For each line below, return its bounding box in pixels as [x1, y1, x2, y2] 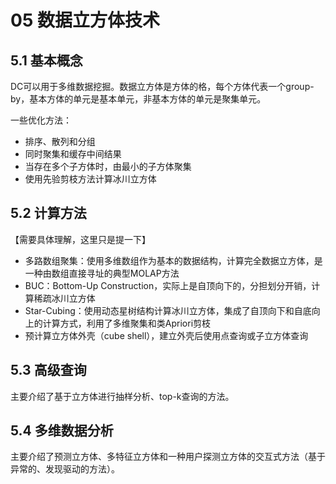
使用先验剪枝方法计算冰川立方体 [24, 173, 157, 185]
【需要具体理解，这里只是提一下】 [10, 233, 151, 245]
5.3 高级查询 [10, 362, 87, 379]
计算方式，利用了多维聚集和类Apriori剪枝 [42, 317, 212, 329]
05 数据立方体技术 [10, 9, 160, 32]
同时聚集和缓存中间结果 [24, 148, 122, 160]
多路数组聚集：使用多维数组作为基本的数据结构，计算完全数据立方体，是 [24, 254, 323, 266]
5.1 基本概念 [10, 52, 83, 69]
